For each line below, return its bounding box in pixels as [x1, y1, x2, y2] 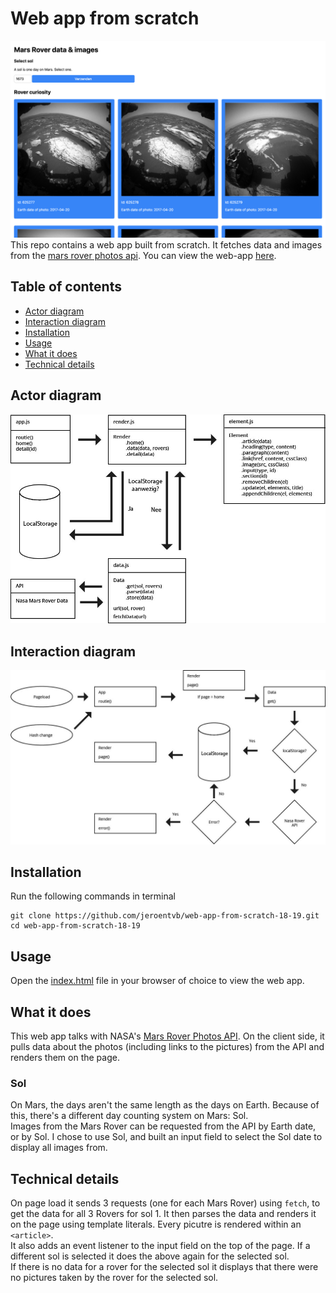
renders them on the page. [10, 1052, 120, 1064]
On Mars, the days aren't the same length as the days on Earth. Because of [10, 1099, 320, 1111]
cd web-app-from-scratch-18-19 [10, 921, 141, 931]
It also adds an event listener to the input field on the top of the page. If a [10, 1240, 311, 1252]
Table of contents [10, 278, 122, 296]
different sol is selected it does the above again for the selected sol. [10, 1250, 290, 1262]
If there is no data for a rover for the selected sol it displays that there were [10, 1261, 319, 1273]
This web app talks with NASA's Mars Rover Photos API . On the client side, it [10, 1030, 325, 1042]
